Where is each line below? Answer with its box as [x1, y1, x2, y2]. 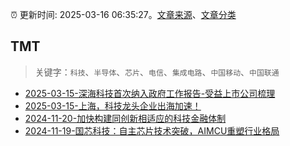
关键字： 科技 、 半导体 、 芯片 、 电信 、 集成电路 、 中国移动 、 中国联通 [34, 66, 280, 78]
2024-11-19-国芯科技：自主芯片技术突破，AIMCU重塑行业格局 [24, 124, 280, 137]
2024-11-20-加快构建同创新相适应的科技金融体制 [24, 112, 227, 124]
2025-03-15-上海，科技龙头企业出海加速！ [24, 99, 202, 112]
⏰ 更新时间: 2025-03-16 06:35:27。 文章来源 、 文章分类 [10, 9, 237, 20]
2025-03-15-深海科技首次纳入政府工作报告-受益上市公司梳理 [24, 87, 276, 99]
